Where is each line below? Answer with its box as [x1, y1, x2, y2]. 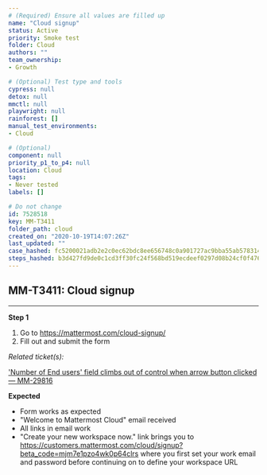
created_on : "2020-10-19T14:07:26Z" [8, 232, 130, 240]
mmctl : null [8, 100, 48, 108]
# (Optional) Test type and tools [8, 77, 123, 86]
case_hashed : [8, 247, 52, 255]
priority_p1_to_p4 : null [8, 158, 91, 167]
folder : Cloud [8, 41, 56, 49]
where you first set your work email [140, 449, 257, 458]
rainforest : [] [8, 115, 59, 123]
